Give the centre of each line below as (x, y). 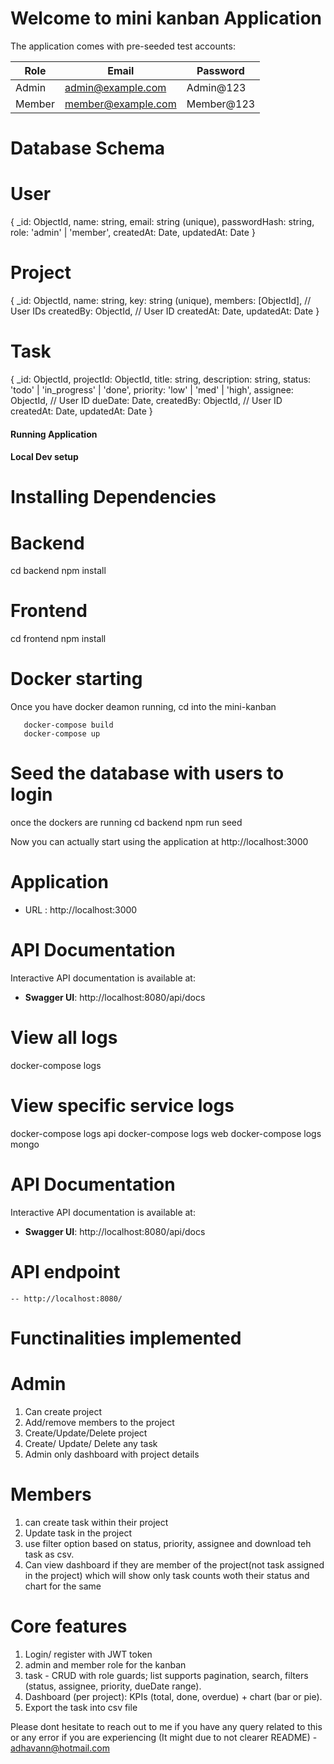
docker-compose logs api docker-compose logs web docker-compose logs (166, 1133)
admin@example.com (115, 87)
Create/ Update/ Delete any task (91, 1443)
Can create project (63, 1411)
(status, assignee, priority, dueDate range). (113, 1686)
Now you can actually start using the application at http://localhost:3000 (159, 842)
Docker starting (76, 679)
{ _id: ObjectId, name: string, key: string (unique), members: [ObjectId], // (161, 300)
